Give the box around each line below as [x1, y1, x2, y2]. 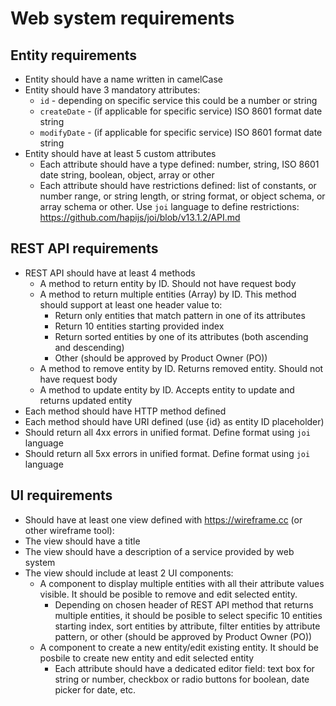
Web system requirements [10, 7, 235, 30]
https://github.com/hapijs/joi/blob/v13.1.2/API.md [39, 212, 241, 223]
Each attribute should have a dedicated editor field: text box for [54, 662, 315, 674]
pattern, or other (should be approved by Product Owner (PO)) [54, 630, 313, 642]
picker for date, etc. [54, 683, 137, 696]
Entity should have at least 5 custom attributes [24, 148, 217, 159]
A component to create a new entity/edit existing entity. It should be [39, 641, 319, 653]
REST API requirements [10, 240, 159, 257]
